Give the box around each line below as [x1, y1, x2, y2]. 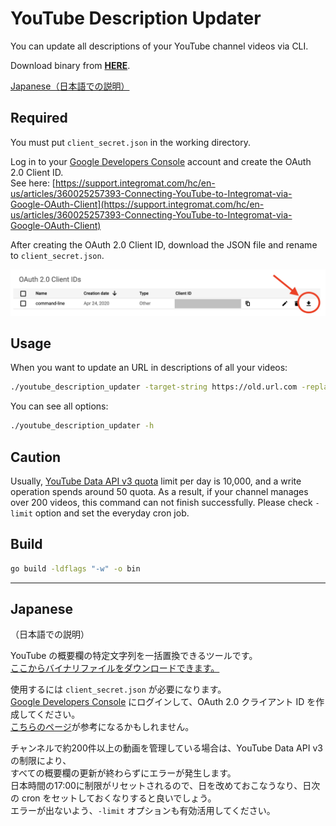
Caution [10, 448, 62, 466]
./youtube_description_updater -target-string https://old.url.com [10, 382, 298, 392]
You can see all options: [10, 400, 109, 412]
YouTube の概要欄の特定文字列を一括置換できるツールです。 [10, 650, 258, 662]
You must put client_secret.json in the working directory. [10, 136, 251, 148]
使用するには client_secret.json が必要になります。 [10, 683, 227, 696]
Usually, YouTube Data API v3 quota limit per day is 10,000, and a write [10, 475, 302, 487]
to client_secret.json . [10, 249, 105, 261]
